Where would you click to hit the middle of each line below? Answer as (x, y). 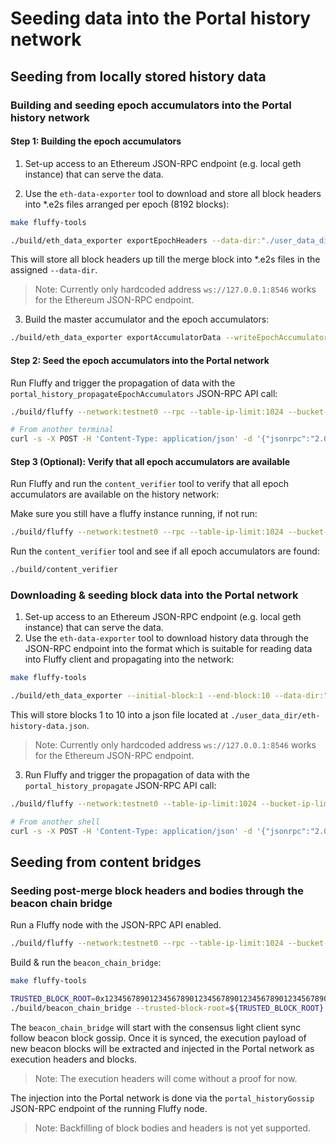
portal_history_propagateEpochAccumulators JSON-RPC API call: (144, 393)
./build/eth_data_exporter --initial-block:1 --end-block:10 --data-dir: (167, 696)
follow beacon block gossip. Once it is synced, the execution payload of (158, 1038)
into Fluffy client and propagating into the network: (129, 659)
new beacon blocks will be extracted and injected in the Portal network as (162, 1048)
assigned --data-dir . (54, 270)
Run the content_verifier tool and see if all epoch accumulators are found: (165, 551)
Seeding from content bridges (106, 862)
